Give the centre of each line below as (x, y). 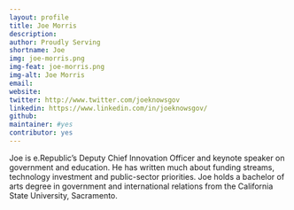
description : (33, 34)
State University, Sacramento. (63, 195)
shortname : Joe (37, 51)
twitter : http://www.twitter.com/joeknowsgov (94, 100)
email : (21, 83)
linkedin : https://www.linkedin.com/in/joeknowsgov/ (108, 108)
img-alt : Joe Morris (47, 75)
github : (23, 116)
